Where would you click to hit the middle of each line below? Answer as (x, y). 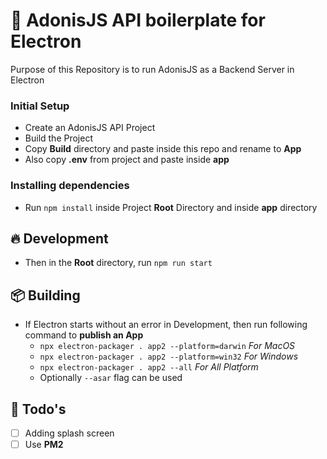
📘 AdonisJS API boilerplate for (138, 20)
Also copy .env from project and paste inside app (127, 160)
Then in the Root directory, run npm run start (118, 263)
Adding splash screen (69, 433)
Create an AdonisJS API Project (90, 128)
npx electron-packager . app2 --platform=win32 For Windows (169, 356)
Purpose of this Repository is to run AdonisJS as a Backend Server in (152, 69)
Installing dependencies (70, 186)
